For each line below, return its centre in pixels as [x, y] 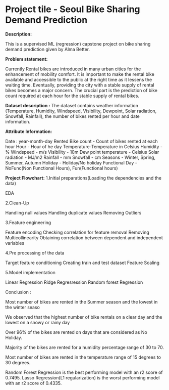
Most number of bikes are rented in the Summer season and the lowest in [81, 301]
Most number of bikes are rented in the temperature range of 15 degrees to [83, 357]
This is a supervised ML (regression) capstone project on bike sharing [78, 44]
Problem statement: [26, 59]
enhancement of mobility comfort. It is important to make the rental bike [80, 74]
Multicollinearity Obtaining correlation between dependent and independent [84, 237]
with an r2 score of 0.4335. [34, 383]
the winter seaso [23, 307]
